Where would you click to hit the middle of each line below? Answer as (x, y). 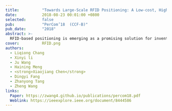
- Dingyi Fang (25, 77)
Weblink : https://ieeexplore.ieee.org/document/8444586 (71, 100)
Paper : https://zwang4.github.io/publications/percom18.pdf (75, 96)
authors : (15, 48)
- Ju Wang (20, 62)
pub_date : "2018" (31, 29)
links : (12, 91)
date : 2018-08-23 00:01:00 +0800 (52, 15)
